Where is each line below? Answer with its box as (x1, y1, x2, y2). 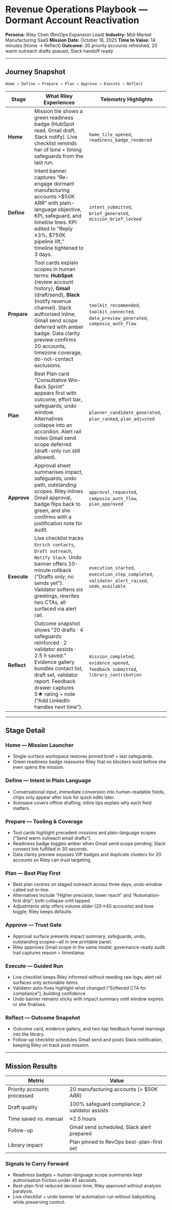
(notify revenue (34, 297, 72, 305)
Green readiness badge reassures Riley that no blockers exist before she (12, 759, 166, 765)
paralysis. (12, 1188, 34, 1195)
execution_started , (89, 564, 135, 571)
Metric (28, 1077, 45, 1084)
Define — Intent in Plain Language (5, 777, 91, 784)
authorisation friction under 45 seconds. (12, 1177, 98, 1183)
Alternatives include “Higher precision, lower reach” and (12, 892, 132, 898)
